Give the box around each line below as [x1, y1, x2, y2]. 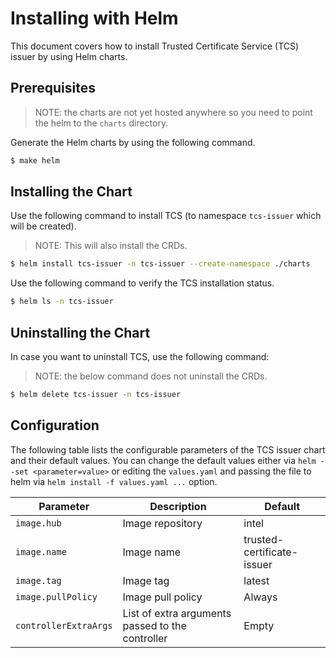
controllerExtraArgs [15, 620, 113, 631]
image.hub [15, 517, 62, 529]
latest [243, 573, 270, 587]
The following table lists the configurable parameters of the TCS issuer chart [10, 443, 326, 456]
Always [243, 590, 278, 604]
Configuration [10, 417, 100, 434]
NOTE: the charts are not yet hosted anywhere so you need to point [34, 106, 313, 118]
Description [149, 499, 207, 513]
